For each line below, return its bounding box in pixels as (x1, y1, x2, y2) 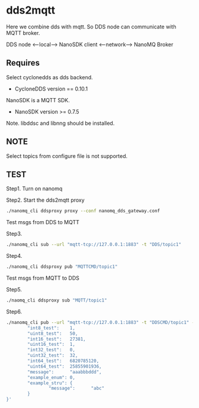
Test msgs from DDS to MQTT (6, 219, 80, 226)
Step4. (6, 252, 23, 260)
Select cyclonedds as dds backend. (6, 73, 93, 80)
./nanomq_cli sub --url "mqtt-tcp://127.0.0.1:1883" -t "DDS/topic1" (6, 242, 182, 248)
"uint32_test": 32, (27, 352, 78, 358)
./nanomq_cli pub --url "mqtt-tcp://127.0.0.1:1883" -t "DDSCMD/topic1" (6, 319, 190, 325)
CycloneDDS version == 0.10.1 (14, 85, 88, 92)
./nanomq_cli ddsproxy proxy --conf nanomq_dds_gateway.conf (6, 208, 161, 214)
